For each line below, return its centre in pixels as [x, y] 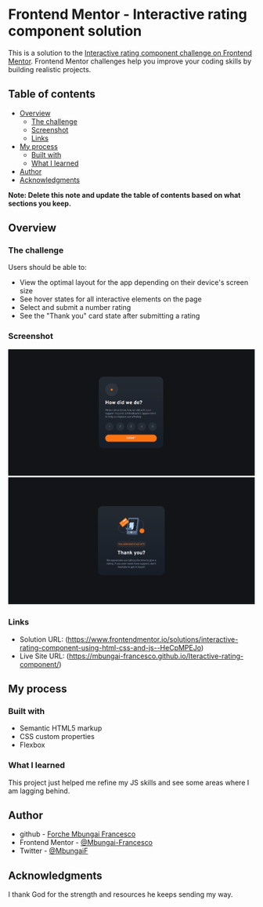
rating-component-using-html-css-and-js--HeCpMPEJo [110, 647]
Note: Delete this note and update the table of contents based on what [124, 195]
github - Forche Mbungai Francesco [77, 834]
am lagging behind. [39, 791]
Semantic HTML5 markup [61, 728]
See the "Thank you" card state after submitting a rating [110, 316]
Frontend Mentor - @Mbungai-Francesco [86, 843]
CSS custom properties [57, 737]
